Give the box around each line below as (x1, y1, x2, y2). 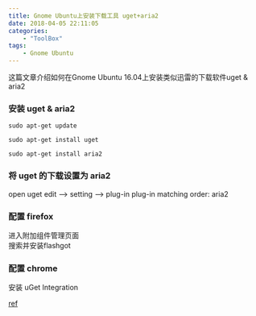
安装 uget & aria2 (8, 102, 76, 114)
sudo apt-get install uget (8, 136, 99, 144)
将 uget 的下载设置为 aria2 (8, 170, 111, 181)
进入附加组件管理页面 (8, 231, 79, 240)
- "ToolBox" (23, 34, 63, 43)
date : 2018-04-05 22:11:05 (8, 19, 99, 27)
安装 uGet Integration (8, 283, 79, 293)
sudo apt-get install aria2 (8, 150, 103, 158)
